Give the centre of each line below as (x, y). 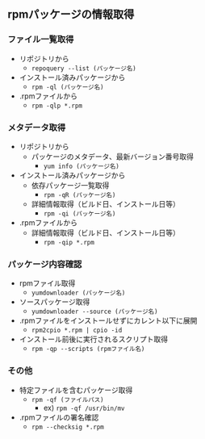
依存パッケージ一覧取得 (70, 185)
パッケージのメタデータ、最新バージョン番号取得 (113, 157)
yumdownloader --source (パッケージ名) (94, 312)
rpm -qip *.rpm (69, 242)
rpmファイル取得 (47, 283)
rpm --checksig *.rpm (67, 427)
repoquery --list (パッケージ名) (84, 68)
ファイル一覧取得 (41, 40)
